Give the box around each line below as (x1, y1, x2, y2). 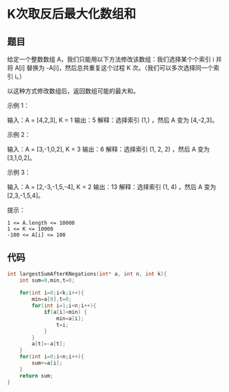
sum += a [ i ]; (32, 360, 63, 367)
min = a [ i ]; (56, 315, 84, 322)
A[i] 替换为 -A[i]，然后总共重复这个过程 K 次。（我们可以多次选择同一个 (14, 64, 214, 72)
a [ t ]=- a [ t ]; (32, 341, 67, 347)
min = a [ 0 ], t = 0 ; (32, 296, 72, 303)
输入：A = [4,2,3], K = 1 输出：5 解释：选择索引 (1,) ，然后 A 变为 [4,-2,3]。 (7, 116, 218, 124)
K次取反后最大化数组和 (7, 6, 136, 22)
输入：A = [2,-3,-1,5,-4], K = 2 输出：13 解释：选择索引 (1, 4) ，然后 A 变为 (7, 183, 217, 191)
